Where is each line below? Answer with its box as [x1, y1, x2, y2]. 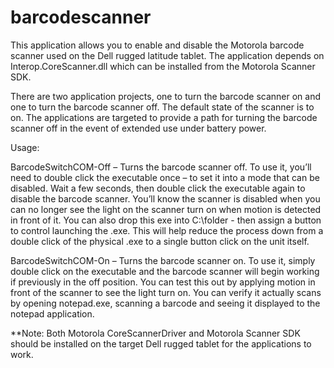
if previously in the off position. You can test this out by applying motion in [10, 276, 316, 288]
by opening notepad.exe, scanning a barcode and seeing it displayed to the [10, 297, 321, 309]
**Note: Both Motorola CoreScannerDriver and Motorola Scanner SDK [10, 327, 301, 339]
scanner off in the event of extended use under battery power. [10, 122, 267, 134]
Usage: [10, 141, 40, 153]
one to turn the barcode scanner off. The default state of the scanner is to [10, 101, 315, 113]
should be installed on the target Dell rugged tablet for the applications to [10, 337, 312, 350]
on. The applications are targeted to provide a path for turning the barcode [10, 111, 318, 123]
